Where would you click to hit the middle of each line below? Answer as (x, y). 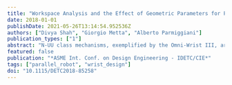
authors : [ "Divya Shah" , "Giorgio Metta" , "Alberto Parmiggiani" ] (105, 33)
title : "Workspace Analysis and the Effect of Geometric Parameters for (114, 13)
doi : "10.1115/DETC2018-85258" (52, 71)
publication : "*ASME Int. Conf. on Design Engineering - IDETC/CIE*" (109, 58)
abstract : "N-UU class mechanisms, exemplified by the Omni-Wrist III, (112, 45)
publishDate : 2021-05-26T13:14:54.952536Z (69, 26)
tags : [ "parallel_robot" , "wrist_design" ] (69, 64)
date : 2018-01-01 (32, 20)
